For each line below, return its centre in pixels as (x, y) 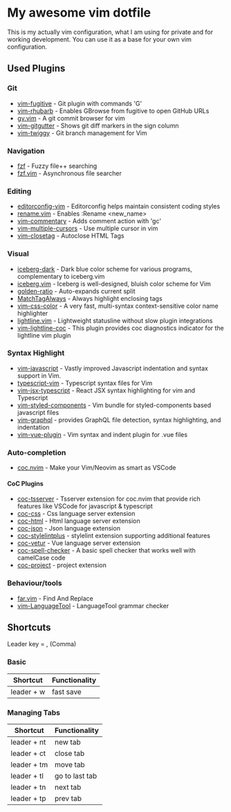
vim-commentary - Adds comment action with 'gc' (89, 221)
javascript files (38, 412)
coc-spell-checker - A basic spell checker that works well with (106, 551)
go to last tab (76, 776)
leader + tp (28, 799)
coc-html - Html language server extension (78, 521)
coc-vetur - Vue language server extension (78, 543)
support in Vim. (39, 375)
